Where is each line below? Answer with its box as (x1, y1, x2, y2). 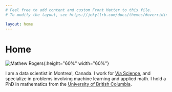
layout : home (5, 21, 33, 27)
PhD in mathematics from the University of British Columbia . (5, 81, 132, 87)
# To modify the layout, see (5, 12, 68, 17)
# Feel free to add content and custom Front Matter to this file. (5, 7, 153, 13)
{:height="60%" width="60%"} (43, 60, 110, 66)
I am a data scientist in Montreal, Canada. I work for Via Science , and (5, 70, 151, 77)
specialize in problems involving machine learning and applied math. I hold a (5, 76, 166, 82)
